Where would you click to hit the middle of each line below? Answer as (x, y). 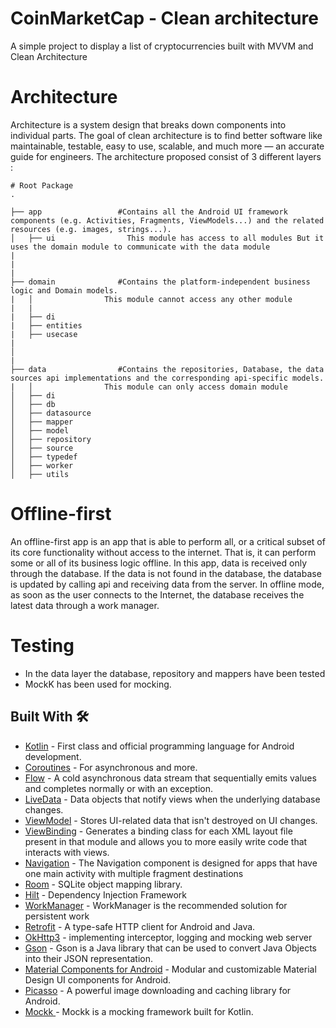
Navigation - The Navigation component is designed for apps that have (171, 863)
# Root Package (42, 185)
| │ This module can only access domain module (149, 387)
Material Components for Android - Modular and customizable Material (170, 969)
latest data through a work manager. (85, 605)
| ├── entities (46, 325)
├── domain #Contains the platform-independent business (160, 282)
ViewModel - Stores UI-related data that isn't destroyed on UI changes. (171, 820)
